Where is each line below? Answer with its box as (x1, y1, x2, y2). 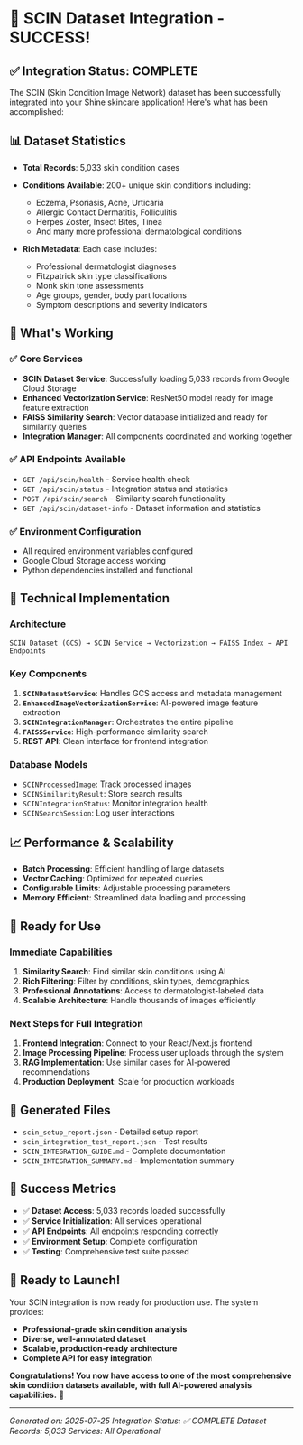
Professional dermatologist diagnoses (35, 261, 177, 272)
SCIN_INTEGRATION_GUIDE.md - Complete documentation (22, 1145, 226, 1156)
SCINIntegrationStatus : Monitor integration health (22, 798, 209, 809)
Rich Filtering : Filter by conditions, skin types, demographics (22, 975, 250, 986)
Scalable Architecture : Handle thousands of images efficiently (22, 994, 257, 1005)
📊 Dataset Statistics (9, 134, 126, 149)
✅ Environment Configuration (9, 525, 142, 537)
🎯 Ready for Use (9, 918, 102, 934)
